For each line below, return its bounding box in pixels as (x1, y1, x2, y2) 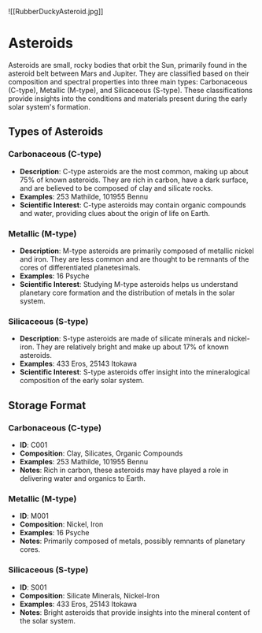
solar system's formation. (8, 102, 90, 111)
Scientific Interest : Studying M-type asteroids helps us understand (19, 279, 238, 289)
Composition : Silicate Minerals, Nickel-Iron (19, 590, 160, 600)
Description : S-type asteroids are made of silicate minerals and (19, 334, 227, 344)
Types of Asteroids (8, 125, 104, 139)
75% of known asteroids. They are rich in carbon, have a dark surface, (19, 175, 249, 184)
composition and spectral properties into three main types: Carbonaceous (8, 76, 248, 86)
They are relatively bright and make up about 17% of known (35, 342, 230, 352)
